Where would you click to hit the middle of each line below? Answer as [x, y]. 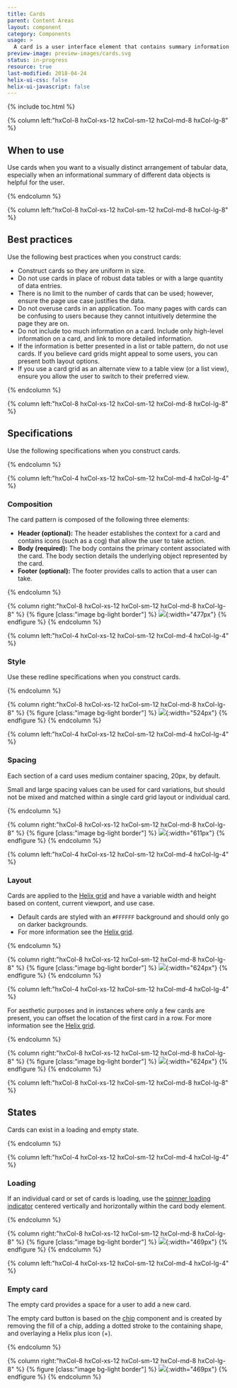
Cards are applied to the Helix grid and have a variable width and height [112, 896]
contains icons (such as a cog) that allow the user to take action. [112, 541]
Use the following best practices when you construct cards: [94, 257]
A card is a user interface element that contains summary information [122, 47]
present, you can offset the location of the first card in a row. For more [110, 1018]
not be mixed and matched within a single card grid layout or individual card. [119, 797]
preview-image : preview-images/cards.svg [69, 54]
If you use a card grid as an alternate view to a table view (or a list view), [123, 368]
